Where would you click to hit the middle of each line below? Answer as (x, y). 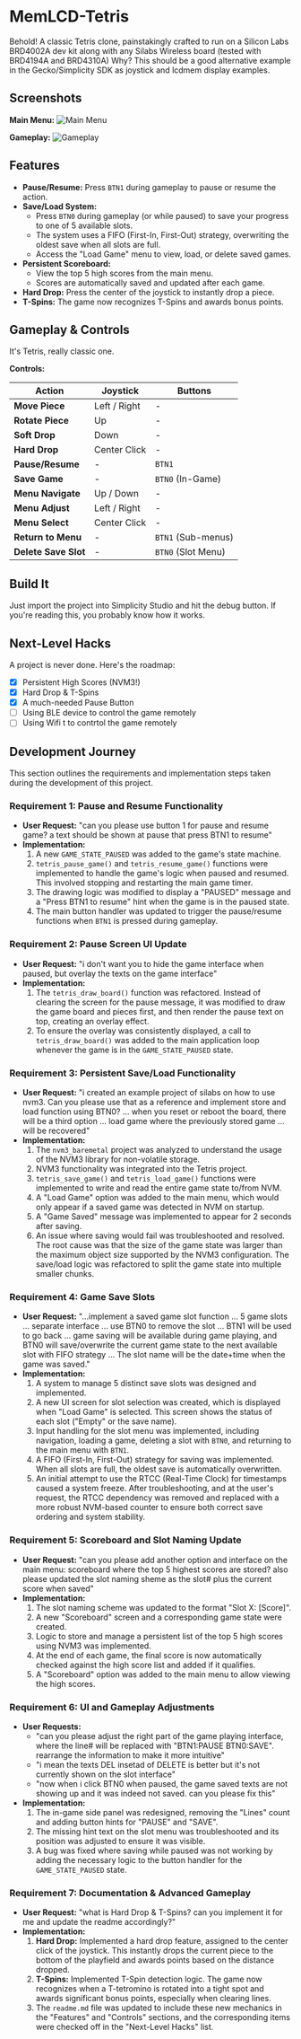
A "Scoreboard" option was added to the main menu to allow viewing (163, 1674)
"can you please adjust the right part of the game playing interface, (159, 1736)
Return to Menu (48, 538)
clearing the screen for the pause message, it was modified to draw (160, 1002)
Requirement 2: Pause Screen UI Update (98, 945)
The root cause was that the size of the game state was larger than (159, 1245)
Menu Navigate (47, 494)
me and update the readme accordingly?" (99, 1922)
